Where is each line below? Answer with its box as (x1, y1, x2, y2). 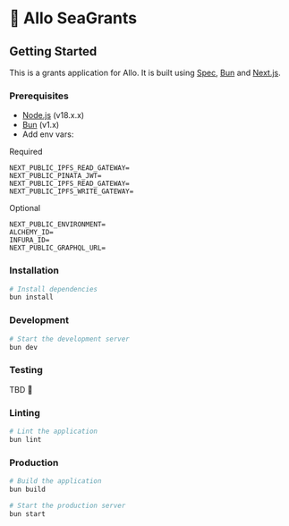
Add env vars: (21, 129, 74, 140)
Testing (9, 364, 43, 377)
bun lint (9, 435, 42, 444)
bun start (9, 509, 47, 518)
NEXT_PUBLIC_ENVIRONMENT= (9, 220, 106, 229)
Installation (9, 264, 60, 276)
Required (9, 147, 43, 157)
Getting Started (9, 44, 98, 59)
